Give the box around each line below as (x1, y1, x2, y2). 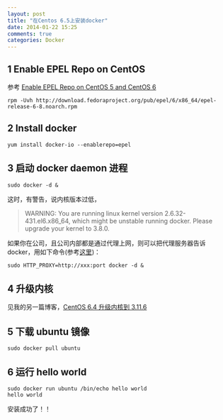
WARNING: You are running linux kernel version (24, 209, 164, 217)
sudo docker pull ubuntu (7, 345, 81, 352)
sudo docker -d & (7, 182, 59, 189)
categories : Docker (7, 37, 65, 44)
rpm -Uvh (7, 96, 33, 104)
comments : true (7, 30, 52, 38)
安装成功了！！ (7, 405, 51, 413)
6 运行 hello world (7, 366, 87, 378)
